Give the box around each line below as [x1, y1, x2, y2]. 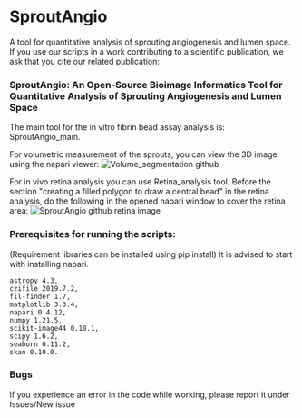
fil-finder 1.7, [9, 292, 71, 301]
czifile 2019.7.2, [9, 284, 79, 293]
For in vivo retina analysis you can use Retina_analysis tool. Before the [9, 176, 272, 187]
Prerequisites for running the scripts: [9, 228, 177, 241]
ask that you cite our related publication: [9, 55, 161, 66]
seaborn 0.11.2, [9, 339, 71, 349]
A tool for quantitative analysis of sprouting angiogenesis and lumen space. [9, 36, 291, 47]
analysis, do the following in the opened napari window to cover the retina [9, 195, 286, 206]
